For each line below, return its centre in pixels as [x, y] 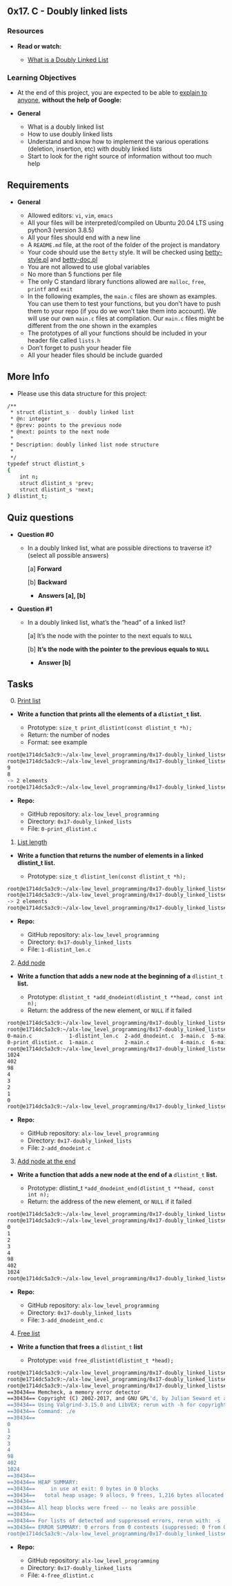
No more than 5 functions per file [75, 274]
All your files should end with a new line [84, 237]
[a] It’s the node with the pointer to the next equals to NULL [110, 635]
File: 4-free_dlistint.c [61, 1575]
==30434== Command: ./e [41, 1412]
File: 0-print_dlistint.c [62, 828]
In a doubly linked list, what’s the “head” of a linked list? [106, 622]
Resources [26, 31]
